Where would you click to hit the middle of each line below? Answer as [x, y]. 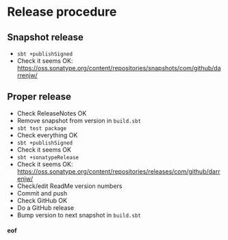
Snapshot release [46, 37]
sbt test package [42, 128]
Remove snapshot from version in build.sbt [79, 120]
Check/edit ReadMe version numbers [69, 186]
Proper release [39, 97]
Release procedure [62, 12]
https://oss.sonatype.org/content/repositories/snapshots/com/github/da [119, 68]
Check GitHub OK [42, 200]
